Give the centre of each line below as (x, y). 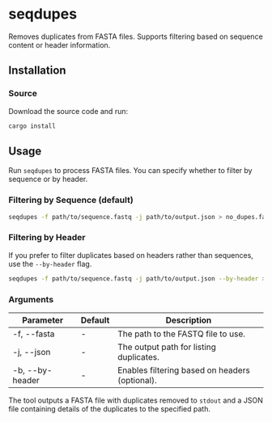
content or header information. (59, 44)
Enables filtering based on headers (184, 370)
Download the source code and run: (68, 111)
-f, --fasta (34, 334)
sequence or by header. (48, 179)
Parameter (42, 320)
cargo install (32, 126)
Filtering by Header (47, 238)
